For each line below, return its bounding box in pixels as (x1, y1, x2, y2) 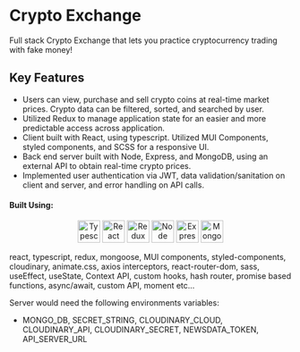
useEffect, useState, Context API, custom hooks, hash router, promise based (9, 270, 292, 281)
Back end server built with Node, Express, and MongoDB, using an (21, 151, 269, 162)
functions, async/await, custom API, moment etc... (9, 280, 195, 290)
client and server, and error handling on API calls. (21, 180, 204, 190)
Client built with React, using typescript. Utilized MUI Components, (21, 131, 269, 143)
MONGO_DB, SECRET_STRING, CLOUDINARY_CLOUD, (21, 314, 224, 325)
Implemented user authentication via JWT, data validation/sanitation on (21, 170, 286, 180)
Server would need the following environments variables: (9, 297, 219, 308)
